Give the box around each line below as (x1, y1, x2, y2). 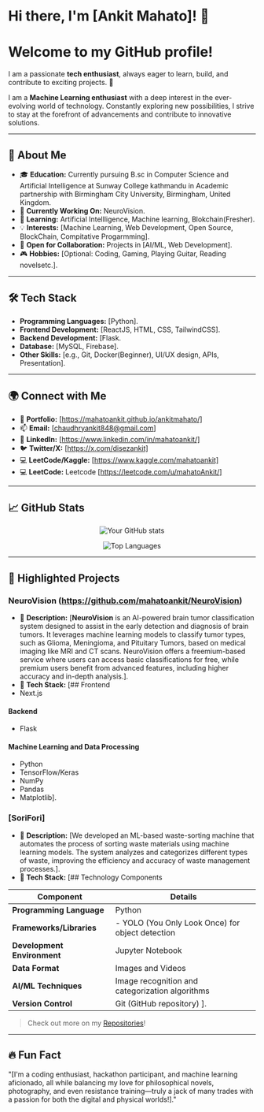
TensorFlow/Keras (19, 768, 79, 777)
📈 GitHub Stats (8, 500, 85, 515)
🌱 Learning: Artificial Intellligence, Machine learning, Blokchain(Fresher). (19, 214, 255, 224)
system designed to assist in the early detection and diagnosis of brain (19, 622, 249, 631)
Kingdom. (19, 197, 51, 207)
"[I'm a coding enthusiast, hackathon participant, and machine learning (8, 1069, 238, 1079)
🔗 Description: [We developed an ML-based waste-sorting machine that (19, 831, 255, 840)
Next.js (19, 689, 43, 698)
